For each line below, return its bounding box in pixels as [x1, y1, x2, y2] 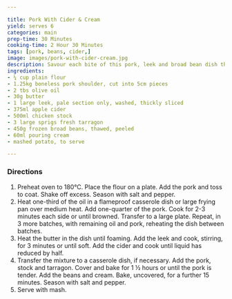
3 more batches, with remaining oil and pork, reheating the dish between [17, 219, 224, 228]
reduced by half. [17, 249, 64, 257]
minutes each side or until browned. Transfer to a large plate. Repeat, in [17, 212, 221, 220]
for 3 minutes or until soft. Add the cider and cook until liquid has [17, 241, 202, 249]
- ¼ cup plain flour [7, 74, 67, 81]
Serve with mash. [17, 285, 67, 293]
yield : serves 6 [7, 22, 54, 30]
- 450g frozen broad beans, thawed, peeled [7, 125, 135, 132]
